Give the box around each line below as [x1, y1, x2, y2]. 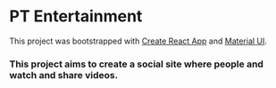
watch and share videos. [9, 68, 119, 81]
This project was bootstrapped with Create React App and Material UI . [9, 36, 268, 46]
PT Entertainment [9, 6, 143, 27]
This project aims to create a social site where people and [9, 58, 263, 70]
